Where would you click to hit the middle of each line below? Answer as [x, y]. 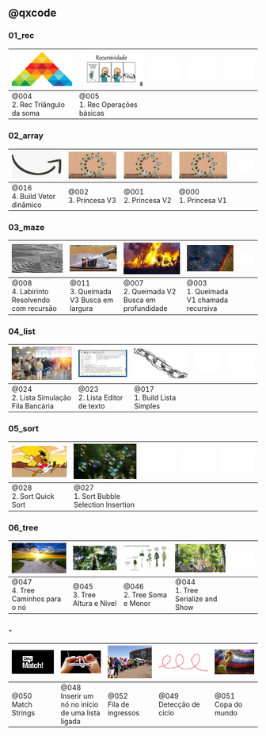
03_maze [27, 228]
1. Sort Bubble [97, 496]
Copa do [229, 704]
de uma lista [80, 712]
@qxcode [32, 13]
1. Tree [187, 591]
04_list [22, 331]
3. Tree [84, 595]
